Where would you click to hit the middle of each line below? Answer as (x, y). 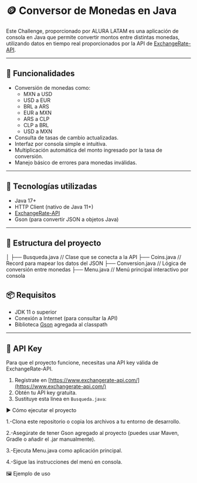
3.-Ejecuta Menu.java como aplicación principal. (64, 450)
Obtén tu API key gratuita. (46, 392)
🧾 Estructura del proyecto (54, 243)
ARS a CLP (36, 119)
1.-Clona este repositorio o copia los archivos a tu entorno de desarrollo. (93, 421)
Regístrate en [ (32, 380)
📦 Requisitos (31, 295)
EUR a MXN (37, 113)
